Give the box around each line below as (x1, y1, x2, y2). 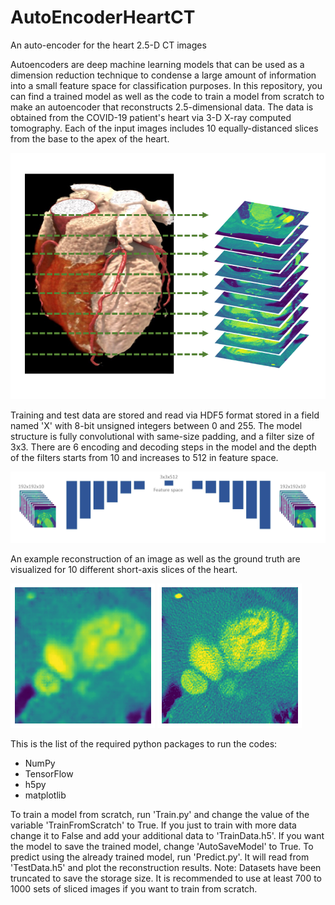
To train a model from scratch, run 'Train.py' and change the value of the (10, 809, 310, 821)
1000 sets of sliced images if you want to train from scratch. (10, 883, 258, 895)
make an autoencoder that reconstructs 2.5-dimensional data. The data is (10, 101, 314, 113)
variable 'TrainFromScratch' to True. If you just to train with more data (10, 819, 297, 831)
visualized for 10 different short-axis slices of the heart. (10, 564, 238, 576)
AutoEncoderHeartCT (10, 6, 196, 29)
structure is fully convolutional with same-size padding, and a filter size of (10, 430, 315, 442)
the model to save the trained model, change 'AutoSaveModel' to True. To (10, 841, 314, 853)
